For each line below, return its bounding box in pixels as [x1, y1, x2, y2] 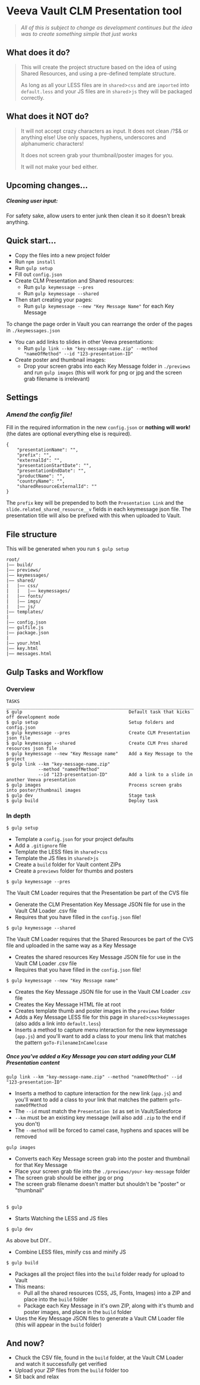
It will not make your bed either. [20, 163, 98, 170]
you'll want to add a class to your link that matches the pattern [14, 1096, 168, 1103]
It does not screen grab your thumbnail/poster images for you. [20, 151, 174, 159]
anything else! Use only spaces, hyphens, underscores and [20, 133, 167, 141]
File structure [6, 529, 57, 539]
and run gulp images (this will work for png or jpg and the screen [23, 368, 183, 376]
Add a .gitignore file [14, 842, 67, 849]
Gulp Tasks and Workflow [6, 667, 104, 677]
